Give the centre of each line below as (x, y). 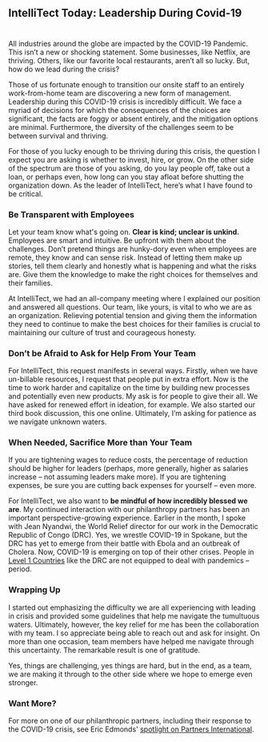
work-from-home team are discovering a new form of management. (120, 93)
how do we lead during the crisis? (64, 69)
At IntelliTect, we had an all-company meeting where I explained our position (134, 298)
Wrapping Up (35, 590)
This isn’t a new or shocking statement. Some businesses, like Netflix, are (129, 52)
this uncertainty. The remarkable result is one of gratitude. (104, 650)
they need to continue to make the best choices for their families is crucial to (134, 324)
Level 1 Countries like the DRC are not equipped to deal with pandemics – (129, 561)
